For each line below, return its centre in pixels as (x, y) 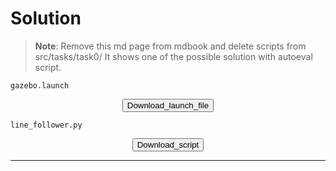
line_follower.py (46, 125)
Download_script (168, 144)
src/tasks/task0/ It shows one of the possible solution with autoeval (173, 56)
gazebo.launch (40, 85)
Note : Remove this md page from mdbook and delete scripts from (170, 46)
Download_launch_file (168, 105)
